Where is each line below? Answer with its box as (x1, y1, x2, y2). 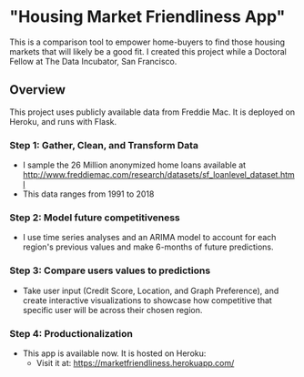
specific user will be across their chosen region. (22, 304, 203, 315)
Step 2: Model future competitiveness (9, 211, 180, 224)
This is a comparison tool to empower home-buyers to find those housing (9, 36, 285, 47)
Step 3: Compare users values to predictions (9, 264, 211, 277)
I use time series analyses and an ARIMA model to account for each (22, 232, 277, 243)
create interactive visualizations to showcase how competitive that (22, 294, 273, 306)
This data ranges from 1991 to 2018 (22, 188, 155, 199)
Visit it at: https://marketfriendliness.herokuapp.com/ (35, 357, 235, 368)
